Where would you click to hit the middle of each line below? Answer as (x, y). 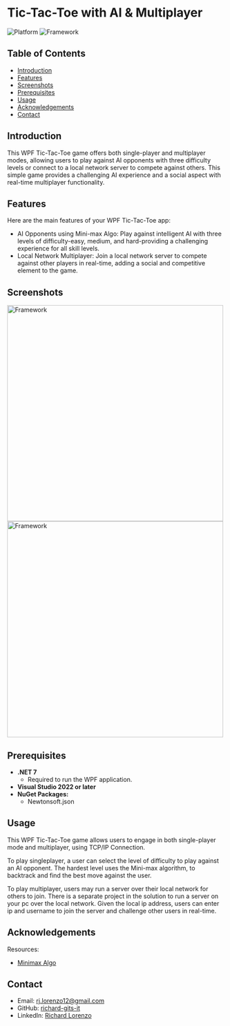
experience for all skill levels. (58, 249)
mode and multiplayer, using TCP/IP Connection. (76, 847)
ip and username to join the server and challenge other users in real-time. (112, 911)
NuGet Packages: (43, 794)
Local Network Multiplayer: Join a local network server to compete (112, 256)
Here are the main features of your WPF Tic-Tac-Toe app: (89, 221)
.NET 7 (27, 772)
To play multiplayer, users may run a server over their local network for (108, 888)
